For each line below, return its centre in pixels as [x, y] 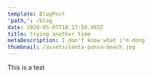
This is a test [26, 67]
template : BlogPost [36, 14]
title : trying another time [49, 34]
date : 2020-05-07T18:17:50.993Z [55, 27]
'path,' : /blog [30, 21]
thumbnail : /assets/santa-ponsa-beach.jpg [71, 47]
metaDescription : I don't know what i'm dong [76, 41]
